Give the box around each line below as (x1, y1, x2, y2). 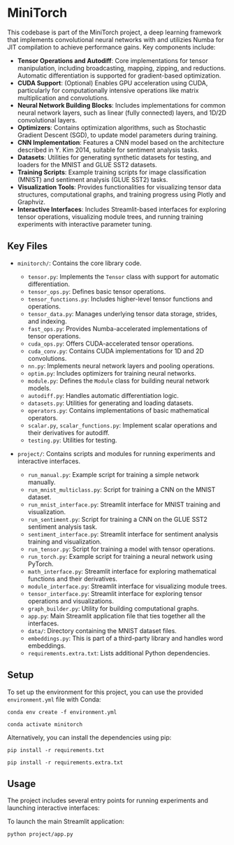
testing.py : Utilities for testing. (27, 436, 117, 444)
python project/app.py (7, 831, 73, 838)
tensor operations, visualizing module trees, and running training (17, 212, 204, 221)
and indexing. (27, 317, 68, 325)
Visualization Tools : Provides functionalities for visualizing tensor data (17, 183, 221, 191)
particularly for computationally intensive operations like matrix (17, 86, 199, 94)
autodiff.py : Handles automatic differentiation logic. (27, 391, 180, 399)
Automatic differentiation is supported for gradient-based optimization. (17, 71, 221, 80)
